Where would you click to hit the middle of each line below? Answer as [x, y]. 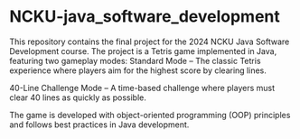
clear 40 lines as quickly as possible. [78, 97]
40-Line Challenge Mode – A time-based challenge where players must [142, 88]
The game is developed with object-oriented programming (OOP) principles [150, 115]
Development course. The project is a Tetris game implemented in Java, [143, 51]
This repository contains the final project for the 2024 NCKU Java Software [150, 42]
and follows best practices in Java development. [99, 125]
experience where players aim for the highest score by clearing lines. [138, 70]
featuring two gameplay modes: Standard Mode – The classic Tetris [135, 60]
